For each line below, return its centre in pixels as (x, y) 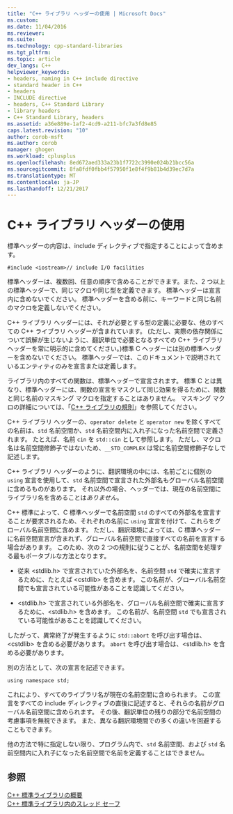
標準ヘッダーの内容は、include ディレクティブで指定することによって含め (112, 246)
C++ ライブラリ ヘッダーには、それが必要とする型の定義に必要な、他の (110, 323)
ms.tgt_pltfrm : (29, 53)
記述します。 (25, 456)
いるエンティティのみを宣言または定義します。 (74, 366)
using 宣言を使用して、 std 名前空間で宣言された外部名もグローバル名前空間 (115, 480)
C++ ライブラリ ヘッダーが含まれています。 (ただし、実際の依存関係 (119, 331)
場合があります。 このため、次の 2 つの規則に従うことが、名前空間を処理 (112, 547)
